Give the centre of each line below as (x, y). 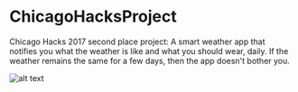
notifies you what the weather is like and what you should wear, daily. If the (149, 51)
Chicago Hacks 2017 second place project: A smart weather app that (137, 41)
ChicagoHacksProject (93, 17)
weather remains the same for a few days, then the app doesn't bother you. (150, 60)
